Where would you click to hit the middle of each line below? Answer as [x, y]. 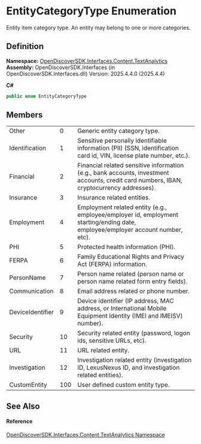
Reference [19, 421]
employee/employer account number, [130, 230]
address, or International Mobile [122, 309]
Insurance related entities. [114, 198]
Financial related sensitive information [131, 165]
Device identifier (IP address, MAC [126, 301]
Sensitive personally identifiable [122, 141]
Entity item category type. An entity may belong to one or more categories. [98, 28]
